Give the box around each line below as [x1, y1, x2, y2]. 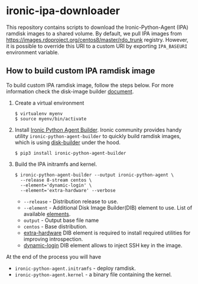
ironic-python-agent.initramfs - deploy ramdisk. [14, 265, 136, 272]
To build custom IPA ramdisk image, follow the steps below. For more [6, 81, 174, 89]
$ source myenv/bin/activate [14, 116, 87, 122]
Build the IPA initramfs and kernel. [14, 161, 98, 168]
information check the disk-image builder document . [6, 87, 134, 95]
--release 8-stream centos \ [20, 177, 92, 183]
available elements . [23, 210, 71, 217]
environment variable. [6, 48, 59, 56]
